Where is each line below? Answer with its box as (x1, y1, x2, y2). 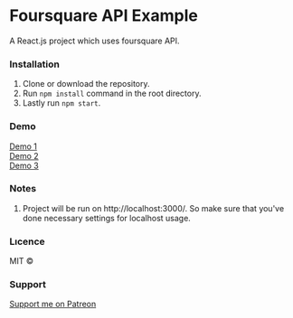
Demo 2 (9, 150, 39, 161)
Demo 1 (9, 141, 38, 152)
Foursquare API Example (9, 5, 199, 26)
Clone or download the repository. (22, 79, 151, 89)
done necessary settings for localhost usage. (22, 212, 192, 223)
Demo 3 (9, 160, 39, 171)
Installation (9, 58, 61, 70)
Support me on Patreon (9, 299, 97, 310)
